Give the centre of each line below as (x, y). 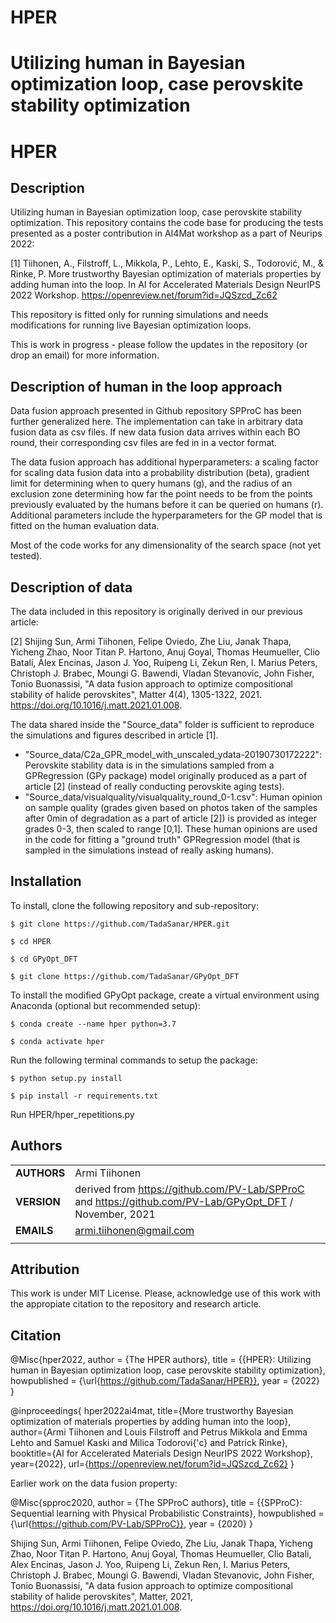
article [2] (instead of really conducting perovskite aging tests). (154, 786)
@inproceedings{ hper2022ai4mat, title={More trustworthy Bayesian (152, 1411)
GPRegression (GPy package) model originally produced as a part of (166, 775)
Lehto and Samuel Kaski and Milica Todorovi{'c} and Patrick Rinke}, (149, 1443)
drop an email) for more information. (85, 355)
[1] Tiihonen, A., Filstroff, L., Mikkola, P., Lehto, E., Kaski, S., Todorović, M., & (167, 263)
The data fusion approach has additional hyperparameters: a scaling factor (164, 462)
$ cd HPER (31, 941)
